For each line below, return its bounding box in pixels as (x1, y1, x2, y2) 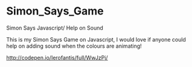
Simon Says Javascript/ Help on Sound (6, 24, 104, 31)
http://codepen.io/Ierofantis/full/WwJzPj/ (6, 54, 108, 61)
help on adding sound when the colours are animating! (6, 42, 142, 49)
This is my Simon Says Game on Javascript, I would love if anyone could (6, 36, 186, 43)
